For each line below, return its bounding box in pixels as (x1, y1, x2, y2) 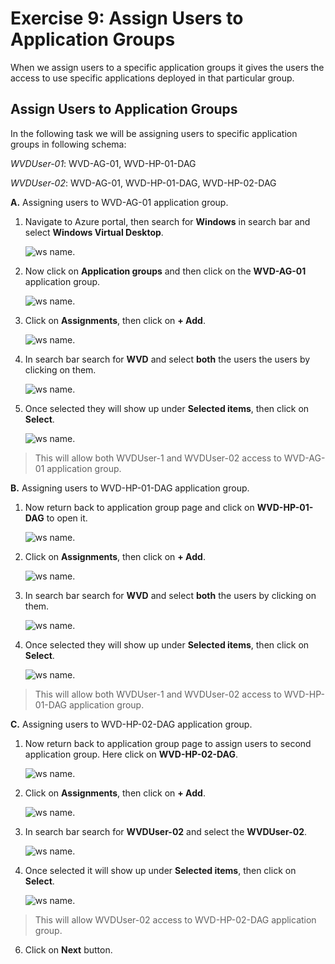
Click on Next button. (24, 943, 113, 956)
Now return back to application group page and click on (24, 501, 255, 513)
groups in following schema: (10, 138, 127, 150)
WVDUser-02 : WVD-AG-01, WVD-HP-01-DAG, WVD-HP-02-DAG (10, 177, 277, 189)
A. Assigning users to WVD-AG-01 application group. (10, 196, 229, 208)
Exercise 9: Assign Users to (10, 7, 244, 30)
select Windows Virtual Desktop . (24, 226, 164, 238)
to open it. (46, 512, 88, 524)
